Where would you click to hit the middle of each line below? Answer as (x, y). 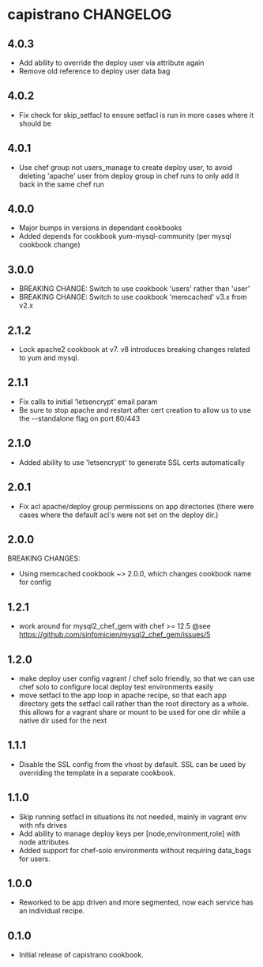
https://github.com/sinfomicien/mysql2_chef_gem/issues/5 (115, 635)
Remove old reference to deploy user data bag (94, 71)
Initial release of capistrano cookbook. (81, 955)
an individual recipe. (52, 911)
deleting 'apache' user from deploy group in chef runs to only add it (129, 176)
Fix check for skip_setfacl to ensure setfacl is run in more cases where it (136, 115)
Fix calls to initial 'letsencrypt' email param (88, 402)
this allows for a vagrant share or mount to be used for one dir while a (132, 712)
